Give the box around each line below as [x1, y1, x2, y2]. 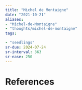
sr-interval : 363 [5, 49, 42, 55]
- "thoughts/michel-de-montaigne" [5, 26, 78, 31]
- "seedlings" [5, 40, 35, 46]
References [5, 76, 54, 87]
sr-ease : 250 [5, 54, 33, 59]
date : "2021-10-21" [5, 12, 46, 17]
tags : [5, 31, 17, 36]
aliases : [5, 17, 24, 22]
